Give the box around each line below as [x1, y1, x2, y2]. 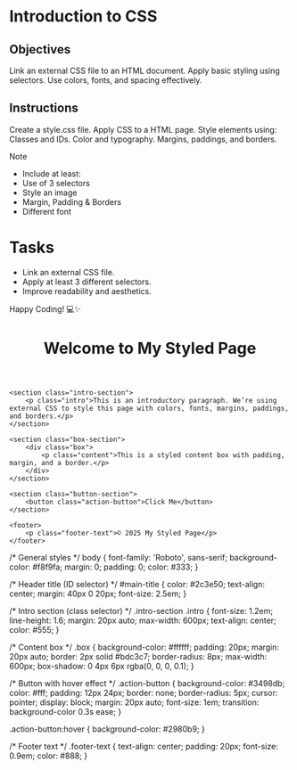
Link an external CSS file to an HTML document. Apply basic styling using [9, 65, 281, 76]
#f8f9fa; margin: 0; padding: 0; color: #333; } [32, 561, 199, 572]
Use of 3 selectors [21, 177, 91, 188]
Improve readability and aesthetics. [21, 285, 152, 296]
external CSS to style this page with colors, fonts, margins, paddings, [9, 404, 290, 413]
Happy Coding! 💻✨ [9, 303, 82, 314]
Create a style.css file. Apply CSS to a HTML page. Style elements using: [9, 124, 277, 135]
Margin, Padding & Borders [21, 196, 122, 207]
